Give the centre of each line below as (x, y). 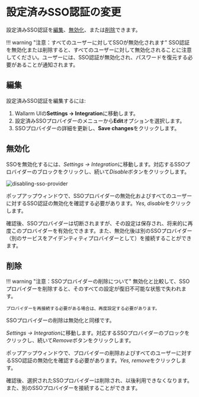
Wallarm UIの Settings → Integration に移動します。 (77, 113)
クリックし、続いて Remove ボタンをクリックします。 (70, 341)
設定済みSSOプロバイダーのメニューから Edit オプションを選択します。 (100, 121)
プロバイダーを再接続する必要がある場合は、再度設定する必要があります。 (83, 309)
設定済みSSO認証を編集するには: (46, 100)
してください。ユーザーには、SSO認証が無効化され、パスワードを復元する (97, 57)
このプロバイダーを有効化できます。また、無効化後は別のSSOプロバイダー (102, 231)
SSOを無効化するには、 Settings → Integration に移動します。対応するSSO (96, 164)
